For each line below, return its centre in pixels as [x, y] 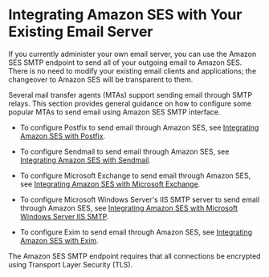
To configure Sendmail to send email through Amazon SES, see [124, 151]
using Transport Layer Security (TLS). [71, 264]
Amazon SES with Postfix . [63, 136]
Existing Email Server [81, 32]
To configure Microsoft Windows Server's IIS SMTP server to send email [140, 199]
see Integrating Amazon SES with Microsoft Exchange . [110, 184]
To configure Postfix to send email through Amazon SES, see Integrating [139, 127]
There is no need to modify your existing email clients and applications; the [132, 70]
